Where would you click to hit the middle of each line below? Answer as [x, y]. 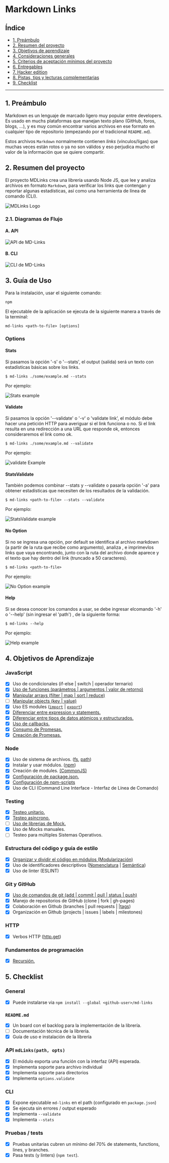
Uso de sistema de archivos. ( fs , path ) [52, 759]
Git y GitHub [20, 884]
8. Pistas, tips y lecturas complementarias [56, 77]
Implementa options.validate [43, 1078]
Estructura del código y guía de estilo [52, 849]
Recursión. [24, 960]
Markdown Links [41, 9]
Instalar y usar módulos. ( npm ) [44, 765]
